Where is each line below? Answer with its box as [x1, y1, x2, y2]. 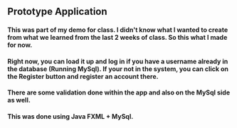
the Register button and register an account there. [7, 72, 159, 80]
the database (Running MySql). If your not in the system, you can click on [7, 64, 229, 73]
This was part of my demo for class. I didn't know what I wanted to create [7, 25, 228, 34]
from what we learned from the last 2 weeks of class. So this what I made [7, 33, 228, 41]
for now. [7, 41, 33, 49]
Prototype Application [7, 6, 108, 18]
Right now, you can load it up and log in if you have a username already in [7, 57, 228, 65]
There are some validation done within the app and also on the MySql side [7, 88, 231, 97]
